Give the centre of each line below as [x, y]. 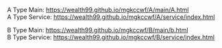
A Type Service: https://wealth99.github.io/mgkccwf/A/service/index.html [111, 17]
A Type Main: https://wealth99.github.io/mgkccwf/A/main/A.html [98, 10]
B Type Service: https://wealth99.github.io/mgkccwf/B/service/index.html [111, 37]
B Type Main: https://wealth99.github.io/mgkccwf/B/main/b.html [98, 30]
